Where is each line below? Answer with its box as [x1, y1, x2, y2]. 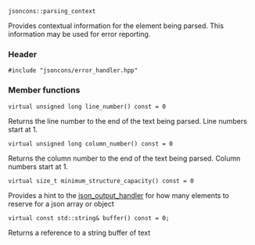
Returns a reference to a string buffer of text [8, 228, 151, 237]
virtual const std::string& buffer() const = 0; [8, 214, 170, 222]
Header [8, 49, 38, 59]
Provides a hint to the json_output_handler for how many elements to [8, 190, 229, 200]
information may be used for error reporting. [8, 30, 151, 38]
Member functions [8, 85, 81, 95]
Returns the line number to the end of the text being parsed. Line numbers [8, 116, 248, 125]
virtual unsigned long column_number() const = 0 [8, 139, 174, 148]
